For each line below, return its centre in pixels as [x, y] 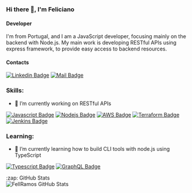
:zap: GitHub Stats [28, 178]
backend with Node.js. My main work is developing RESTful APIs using [91, 43]
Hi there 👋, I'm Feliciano [40, 9]
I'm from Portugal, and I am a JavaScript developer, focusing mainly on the [96, 36]
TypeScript [28, 155]
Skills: [15, 90]
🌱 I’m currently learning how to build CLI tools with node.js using [92, 148]
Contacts [18, 62]
